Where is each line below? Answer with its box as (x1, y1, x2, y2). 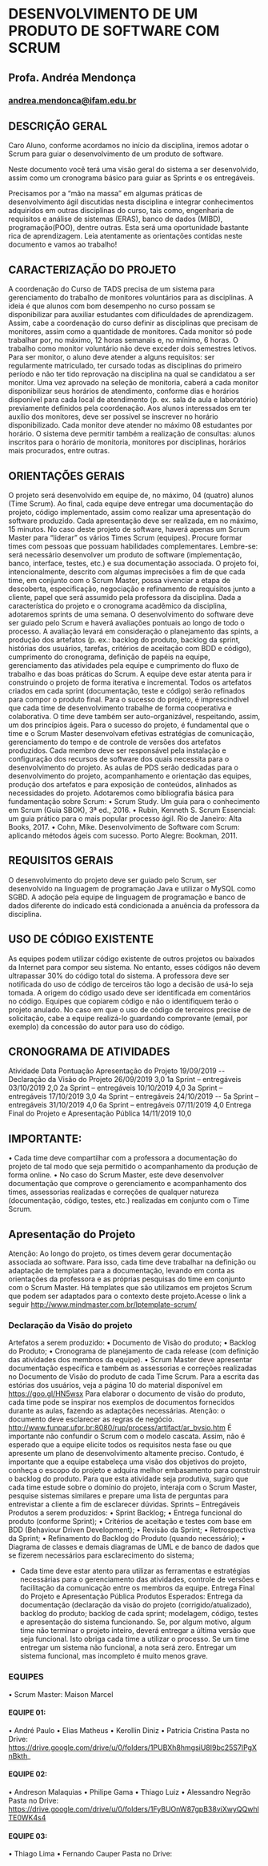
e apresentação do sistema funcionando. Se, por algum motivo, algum (19, 1617, 252, 1627)
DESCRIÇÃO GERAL (8, 119, 108, 133)
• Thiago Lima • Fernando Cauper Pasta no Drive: (8, 1849, 173, 1859)
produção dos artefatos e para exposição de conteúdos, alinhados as (8, 779, 238, 789)
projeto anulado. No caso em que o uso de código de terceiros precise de (8, 1004, 252, 1014)
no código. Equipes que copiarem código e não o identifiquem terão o (8, 996, 238, 1006)
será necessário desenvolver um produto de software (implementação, (8, 549, 242, 559)
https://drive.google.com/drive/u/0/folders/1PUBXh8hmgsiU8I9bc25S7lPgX (8, 1743, 258, 1752)
